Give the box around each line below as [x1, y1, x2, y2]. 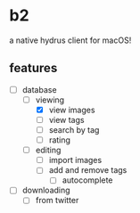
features [9, 61, 58, 76]
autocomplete [62, 175, 113, 185]
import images [48, 155, 103, 166]
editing [35, 144, 62, 156]
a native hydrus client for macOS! [9, 35, 132, 45]
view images [48, 104, 95, 115]
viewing [35, 94, 65, 105]
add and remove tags [48, 165, 128, 176]
